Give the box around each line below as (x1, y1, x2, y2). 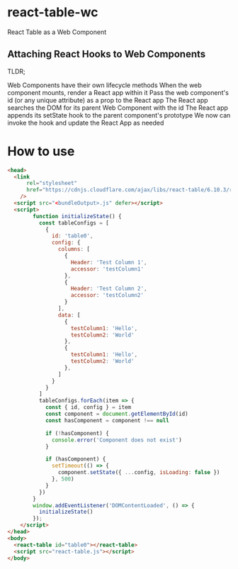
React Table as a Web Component (7, 28, 107, 36)
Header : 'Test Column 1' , (70, 259, 147, 266)
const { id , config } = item (45, 404, 132, 411)
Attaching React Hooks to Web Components (7, 48, 206, 60)
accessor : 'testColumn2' (70, 292, 144, 299)
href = (25, 186, 42, 193)
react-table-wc (7, 4, 98, 21)
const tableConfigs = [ (38, 219, 110, 227)
